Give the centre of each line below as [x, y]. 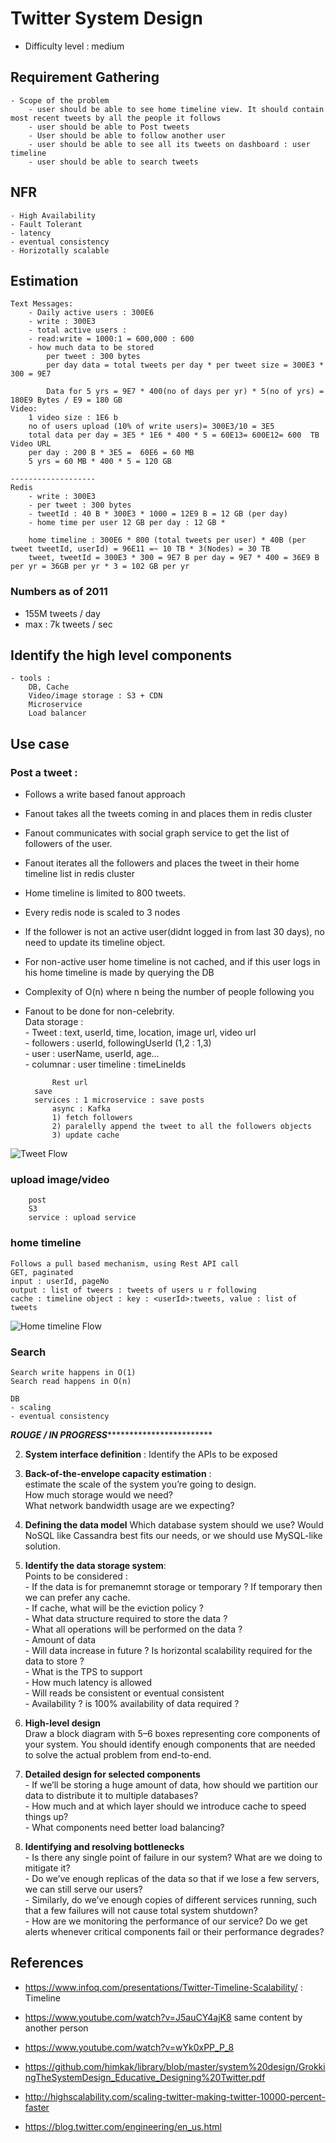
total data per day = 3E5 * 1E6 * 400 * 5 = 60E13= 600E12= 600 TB [174, 435]
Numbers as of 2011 [59, 592]
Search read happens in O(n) [71, 1382]
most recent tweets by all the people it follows [116, 118]
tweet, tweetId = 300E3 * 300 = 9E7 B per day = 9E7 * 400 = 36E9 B [174, 558]
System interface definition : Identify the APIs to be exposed [151, 1454]
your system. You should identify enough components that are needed [170, 1744]
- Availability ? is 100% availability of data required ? [132, 1704]
